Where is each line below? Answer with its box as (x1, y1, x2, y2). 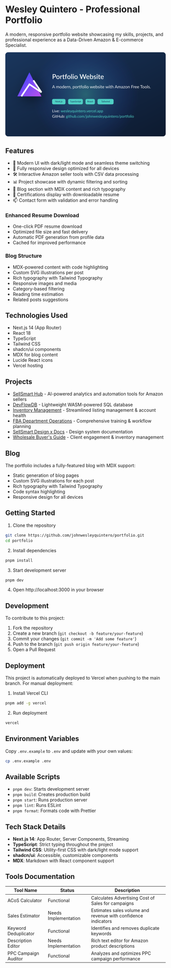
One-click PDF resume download (12, 223, 82, 230)
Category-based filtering (12, 285, 65, 291)
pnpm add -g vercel (5, 701, 47, 706)
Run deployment (12, 710, 47, 716)
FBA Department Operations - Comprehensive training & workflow (12, 418, 152, 424)
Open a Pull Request (12, 647, 56, 653)
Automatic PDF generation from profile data (12, 234, 104, 240)
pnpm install (5, 558, 33, 563)
